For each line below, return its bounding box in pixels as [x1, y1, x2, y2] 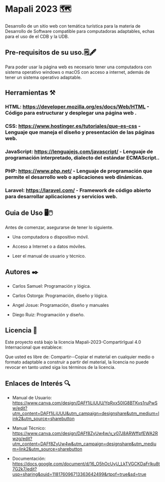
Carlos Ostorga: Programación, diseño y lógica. [12, 293, 108, 299]
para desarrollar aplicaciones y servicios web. [5, 193, 118, 200]
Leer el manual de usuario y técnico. [12, 253, 86, 259]
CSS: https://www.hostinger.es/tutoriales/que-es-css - [5, 122, 141, 129]
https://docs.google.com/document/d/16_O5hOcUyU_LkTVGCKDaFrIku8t [12, 461, 160, 467]
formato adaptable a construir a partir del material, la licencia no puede [5, 359, 149, 365]
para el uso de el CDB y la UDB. [5, 33, 69, 39]
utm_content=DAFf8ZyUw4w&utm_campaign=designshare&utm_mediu [12, 441, 157, 447]
